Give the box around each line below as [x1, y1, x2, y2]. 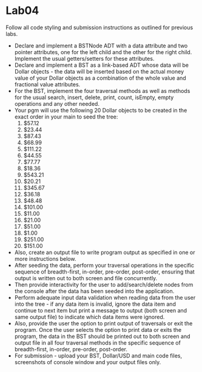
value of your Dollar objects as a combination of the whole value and [14, 74, 186, 81]
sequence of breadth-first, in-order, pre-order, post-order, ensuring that [14, 268, 195, 275]
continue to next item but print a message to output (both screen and [14, 306, 187, 314]
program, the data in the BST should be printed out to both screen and [14, 332, 190, 340]
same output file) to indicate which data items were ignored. [14, 313, 165, 320]
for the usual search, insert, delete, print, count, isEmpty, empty [14, 94, 174, 101]
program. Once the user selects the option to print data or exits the [14, 326, 182, 333]
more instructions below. [14, 255, 76, 262]
